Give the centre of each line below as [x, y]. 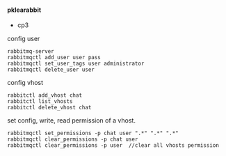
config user [24, 39]
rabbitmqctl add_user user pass [54, 58]
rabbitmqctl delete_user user [51, 70]
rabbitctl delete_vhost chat [49, 108]
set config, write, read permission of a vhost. [71, 120]
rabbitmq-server [31, 52]
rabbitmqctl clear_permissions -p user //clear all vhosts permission [113, 146]
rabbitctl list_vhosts [40, 102]
